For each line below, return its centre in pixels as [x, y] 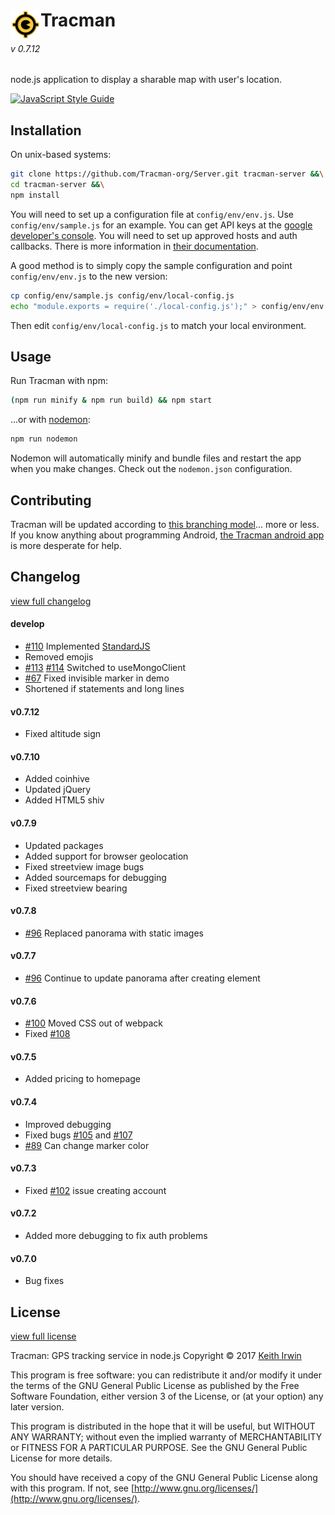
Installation [46, 130]
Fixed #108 [47, 1034]
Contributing [51, 500]
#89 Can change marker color [87, 1145]
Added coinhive [57, 779]
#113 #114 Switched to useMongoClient [105, 667]
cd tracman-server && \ [57, 185]
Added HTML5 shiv [64, 800]
